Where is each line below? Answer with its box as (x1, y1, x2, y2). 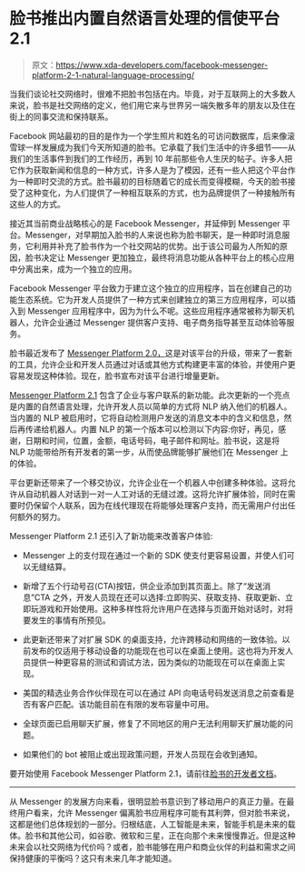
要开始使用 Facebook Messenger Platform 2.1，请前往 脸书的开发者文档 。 (9, 767, 282, 778)
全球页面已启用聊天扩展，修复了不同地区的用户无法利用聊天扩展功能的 (22, 717, 286, 728)
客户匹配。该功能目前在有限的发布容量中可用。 (38, 698, 214, 709)
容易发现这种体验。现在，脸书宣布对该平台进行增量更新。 (9, 370, 224, 381)
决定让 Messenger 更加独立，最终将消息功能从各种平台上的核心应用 (40, 252, 295, 263)
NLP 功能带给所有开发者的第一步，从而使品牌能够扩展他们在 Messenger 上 (9, 446, 289, 457)
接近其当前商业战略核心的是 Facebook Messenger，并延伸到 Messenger (9, 217, 280, 228)
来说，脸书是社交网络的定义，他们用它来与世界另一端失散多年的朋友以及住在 (9, 99, 296, 110)
